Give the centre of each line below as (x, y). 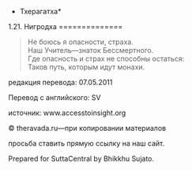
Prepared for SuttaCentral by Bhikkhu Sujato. (81, 158)
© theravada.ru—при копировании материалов (87, 128)
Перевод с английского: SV (55, 97)
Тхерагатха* (40, 11)
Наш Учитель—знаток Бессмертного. (90, 50)
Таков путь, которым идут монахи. (86, 67)
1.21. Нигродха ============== (66, 26)
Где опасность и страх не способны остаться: (106, 59)
